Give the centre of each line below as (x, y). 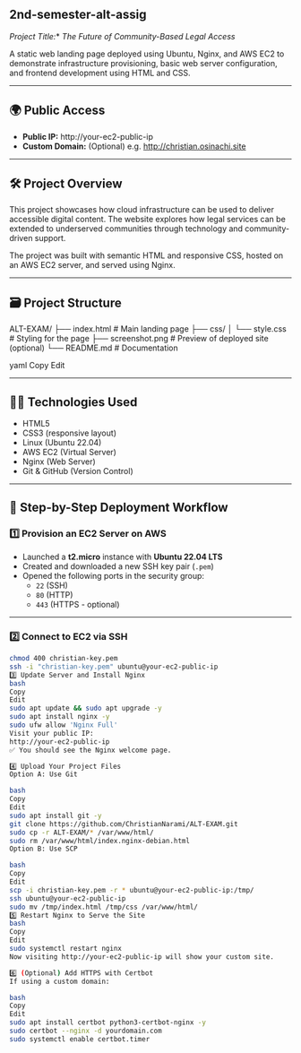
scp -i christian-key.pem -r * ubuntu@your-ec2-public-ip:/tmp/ (132, 890)
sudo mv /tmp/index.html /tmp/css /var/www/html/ (104, 907)
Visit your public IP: (52, 733)
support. (50, 238)
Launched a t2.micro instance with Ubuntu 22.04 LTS (122, 557)
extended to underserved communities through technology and (126, 229)
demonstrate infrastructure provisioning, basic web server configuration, (143, 63)
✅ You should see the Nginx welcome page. (90, 750)
